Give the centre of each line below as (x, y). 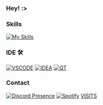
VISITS (89, 96)
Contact (18, 83)
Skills (14, 24)
